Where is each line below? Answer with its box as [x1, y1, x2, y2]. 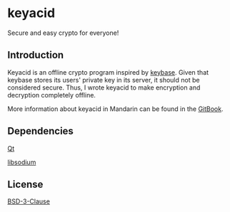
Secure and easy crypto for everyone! [7, 28, 119, 37]
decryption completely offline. [7, 90, 96, 99]
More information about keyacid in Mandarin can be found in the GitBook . [7, 105, 224, 113]
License [7, 178, 44, 190]
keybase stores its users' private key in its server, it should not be [7, 75, 200, 84]
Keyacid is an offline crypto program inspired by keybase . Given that [7, 68, 209, 76]
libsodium [7, 158, 36, 166]
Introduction [7, 49, 64, 61]
